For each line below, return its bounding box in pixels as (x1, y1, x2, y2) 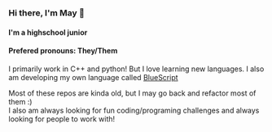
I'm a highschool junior (8, 28, 88, 37)
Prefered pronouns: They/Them (8, 46, 118, 56)
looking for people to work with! (8, 113, 116, 124)
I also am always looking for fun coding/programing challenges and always (8, 105, 260, 115)
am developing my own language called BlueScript (8, 72, 178, 82)
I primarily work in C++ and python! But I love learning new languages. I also (8, 64, 265, 74)
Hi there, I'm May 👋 (8, 7, 86, 19)
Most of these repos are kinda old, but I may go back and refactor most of (8, 88, 257, 98)
